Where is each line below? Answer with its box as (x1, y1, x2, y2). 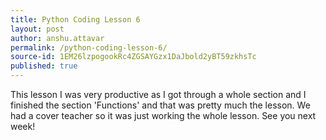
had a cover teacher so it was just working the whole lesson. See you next (10, 110, 317, 121)
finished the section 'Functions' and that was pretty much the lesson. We (10, 99, 311, 111)
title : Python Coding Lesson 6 (10, 14, 141, 25)
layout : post (10, 24, 65, 34)
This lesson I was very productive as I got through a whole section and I (10, 89, 307, 100)
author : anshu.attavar (10, 33, 105, 43)
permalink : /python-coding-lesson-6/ (10, 42, 168, 53)
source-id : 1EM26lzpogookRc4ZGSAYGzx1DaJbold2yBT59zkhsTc (10, 52, 257, 62)
